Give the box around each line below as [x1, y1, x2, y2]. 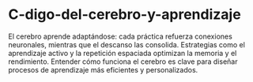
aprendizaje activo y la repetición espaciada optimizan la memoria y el [8, 48, 237, 58]
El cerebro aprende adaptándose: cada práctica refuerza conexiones [8, 32, 233, 41]
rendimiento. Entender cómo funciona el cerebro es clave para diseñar [8, 57, 238, 66]
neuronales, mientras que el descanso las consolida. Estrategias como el [8, 39, 245, 49]
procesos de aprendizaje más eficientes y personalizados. [8, 65, 198, 74]
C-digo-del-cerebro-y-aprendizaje [8, 6, 241, 24]
